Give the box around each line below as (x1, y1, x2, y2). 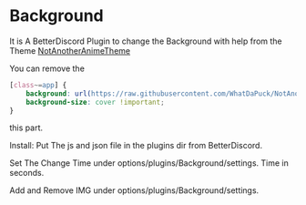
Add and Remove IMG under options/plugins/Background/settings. (9, 185, 260, 196)
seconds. (9, 168, 45, 179)
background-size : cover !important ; (25, 97, 166, 107)
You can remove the (9, 63, 85, 74)
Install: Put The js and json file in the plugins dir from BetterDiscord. (9, 140, 262, 151)
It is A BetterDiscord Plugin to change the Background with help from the (9, 36, 282, 46)
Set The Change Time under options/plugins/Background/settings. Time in (9, 158, 289, 169)
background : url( (25, 88, 92, 98)
